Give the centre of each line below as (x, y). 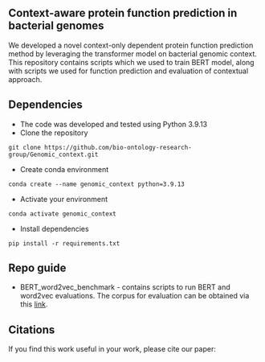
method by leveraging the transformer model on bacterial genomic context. (132, 53)
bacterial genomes (56, 26)
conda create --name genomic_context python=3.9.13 (96, 184)
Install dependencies (55, 228)
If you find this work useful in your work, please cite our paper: (112, 349)
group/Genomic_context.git (53, 154)
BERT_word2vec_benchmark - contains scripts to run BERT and (125, 287)
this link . (34, 304)
